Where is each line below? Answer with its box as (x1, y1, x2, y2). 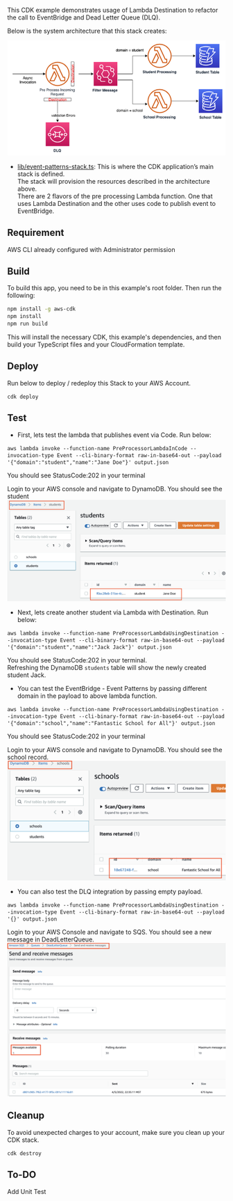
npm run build (7, 320, 49, 328)
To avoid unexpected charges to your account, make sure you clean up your (7, 1128, 225, 1136)
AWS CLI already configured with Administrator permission (7, 245, 175, 253)
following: (7, 292, 35, 300)
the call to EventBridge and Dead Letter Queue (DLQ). (7, 13, 161, 22)
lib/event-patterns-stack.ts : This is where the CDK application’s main (17, 162, 214, 170)
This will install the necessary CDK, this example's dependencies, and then (7, 333, 222, 342)
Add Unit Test (7, 1187, 46, 1195)
